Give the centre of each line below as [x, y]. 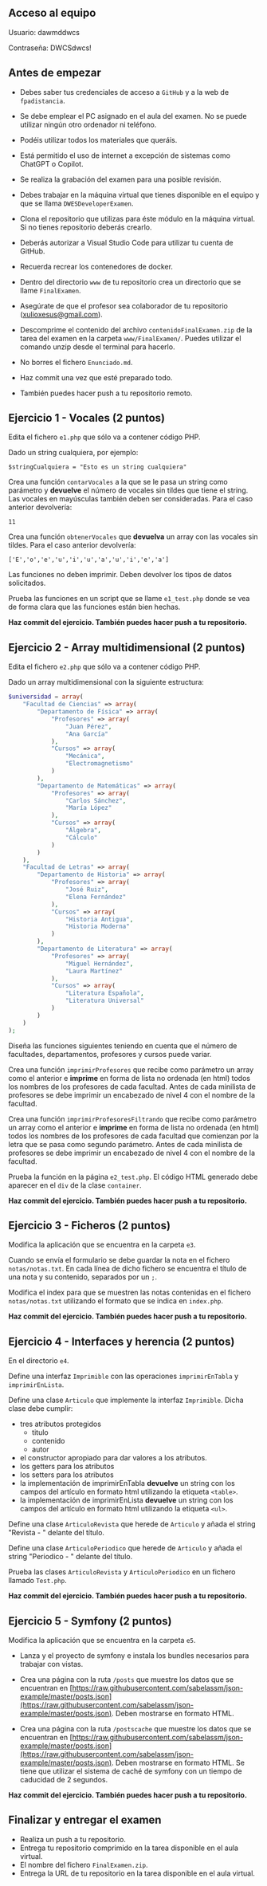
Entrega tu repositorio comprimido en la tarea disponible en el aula [129, 1848]
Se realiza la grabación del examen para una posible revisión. [120, 179]
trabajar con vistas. [51, 1664]
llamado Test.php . [37, 1581]
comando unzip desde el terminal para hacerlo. [97, 347]
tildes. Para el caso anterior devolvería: [73, 545]
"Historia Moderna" [97, 927]
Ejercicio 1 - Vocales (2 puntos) [87, 418]
